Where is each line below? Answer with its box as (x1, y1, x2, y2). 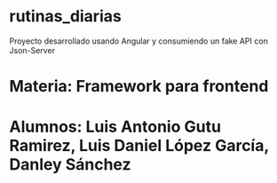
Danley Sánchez (9, 155, 131, 175)
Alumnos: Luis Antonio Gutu (9, 117, 222, 137)
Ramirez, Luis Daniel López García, (9, 136, 269, 156)
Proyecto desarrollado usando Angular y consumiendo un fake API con (9, 36, 268, 46)
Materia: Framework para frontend (9, 76, 269, 97)
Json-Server (9, 44, 56, 55)
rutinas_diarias (9, 6, 122, 27)
